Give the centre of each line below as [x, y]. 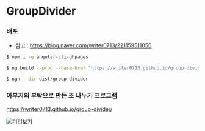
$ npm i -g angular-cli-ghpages [47, 57]
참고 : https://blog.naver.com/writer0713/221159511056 [83, 45]
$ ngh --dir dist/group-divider [47, 79]
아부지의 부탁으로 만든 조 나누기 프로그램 [62, 96]
